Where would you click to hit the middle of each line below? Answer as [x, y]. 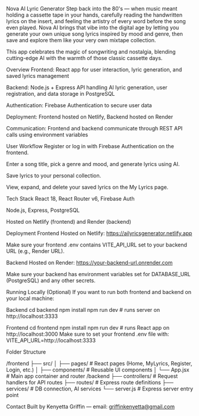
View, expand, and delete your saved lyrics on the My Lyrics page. [87, 187]
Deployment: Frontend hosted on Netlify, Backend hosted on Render [90, 117]
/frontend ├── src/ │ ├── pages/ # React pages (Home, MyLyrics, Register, [99, 363]
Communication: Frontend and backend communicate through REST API [94, 128]
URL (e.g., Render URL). [35, 251]
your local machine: [30, 298]
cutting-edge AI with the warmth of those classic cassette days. [84, 58]
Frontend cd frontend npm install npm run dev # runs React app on [88, 328]
